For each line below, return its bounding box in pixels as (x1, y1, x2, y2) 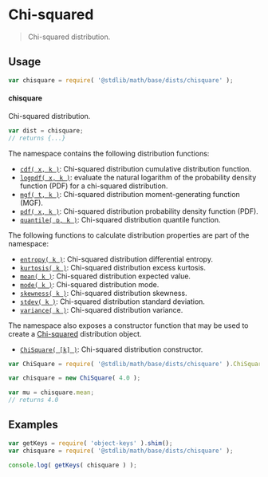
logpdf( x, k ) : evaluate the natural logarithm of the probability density (19, 172, 257, 182)
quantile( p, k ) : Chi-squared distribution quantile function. (19, 215, 221, 224)
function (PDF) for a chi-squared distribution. (19, 181, 168, 191)
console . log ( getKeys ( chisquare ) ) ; (8, 461, 137, 469)
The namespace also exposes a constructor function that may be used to (8, 321, 249, 330)
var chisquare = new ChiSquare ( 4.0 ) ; (8, 374, 141, 382)
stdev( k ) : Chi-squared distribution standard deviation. (19, 297, 206, 306)
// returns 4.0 (8, 396, 59, 404)
